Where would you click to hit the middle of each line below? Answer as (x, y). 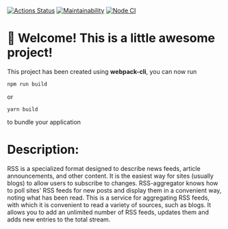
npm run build (27, 84)
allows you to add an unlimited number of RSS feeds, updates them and (108, 212)
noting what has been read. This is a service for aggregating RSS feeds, (109, 198)
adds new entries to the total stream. (59, 219)
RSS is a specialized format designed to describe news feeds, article (104, 168)
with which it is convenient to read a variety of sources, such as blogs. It (109, 204)
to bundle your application (44, 122)
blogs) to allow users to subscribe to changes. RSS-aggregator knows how (113, 183)
